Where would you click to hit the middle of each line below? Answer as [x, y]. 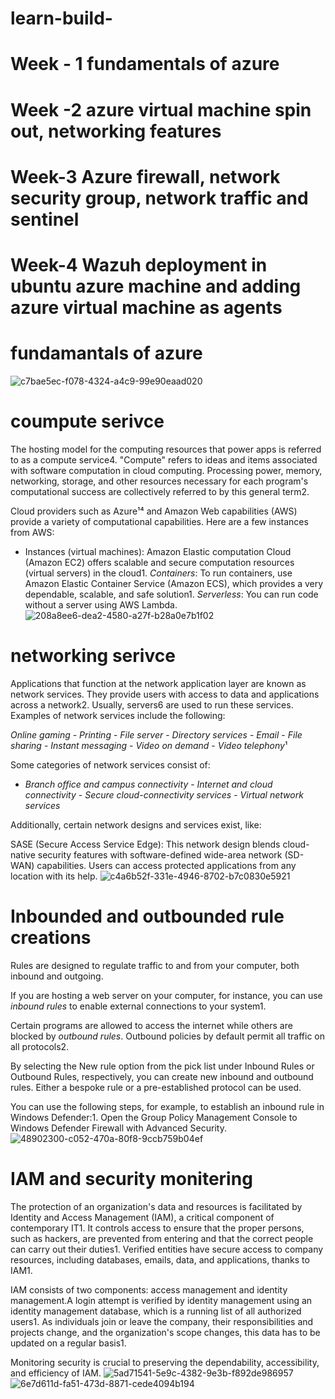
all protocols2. [40, 1046]
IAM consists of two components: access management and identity [149, 1289]
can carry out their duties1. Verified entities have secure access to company [167, 1249]
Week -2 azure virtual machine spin [161, 109]
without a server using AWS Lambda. [101, 604]
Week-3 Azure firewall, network [145, 176]
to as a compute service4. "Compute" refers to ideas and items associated [164, 459]
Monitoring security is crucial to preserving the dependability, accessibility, [165, 1362]
